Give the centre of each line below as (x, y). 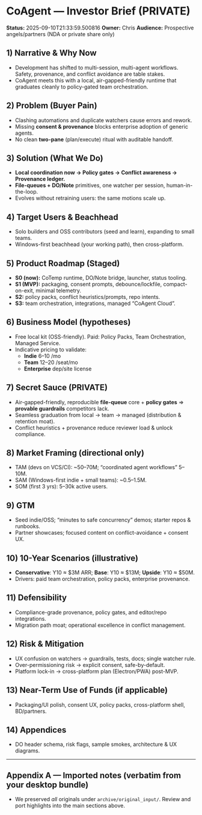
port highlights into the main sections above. (70, 806)
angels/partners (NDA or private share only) (61, 34)
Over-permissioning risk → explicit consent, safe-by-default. (90, 665)
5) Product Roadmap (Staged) (63, 263)
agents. (24, 133)
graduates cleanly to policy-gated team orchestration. (81, 87)
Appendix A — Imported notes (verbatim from (94, 775)
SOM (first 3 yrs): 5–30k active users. (61, 487)
